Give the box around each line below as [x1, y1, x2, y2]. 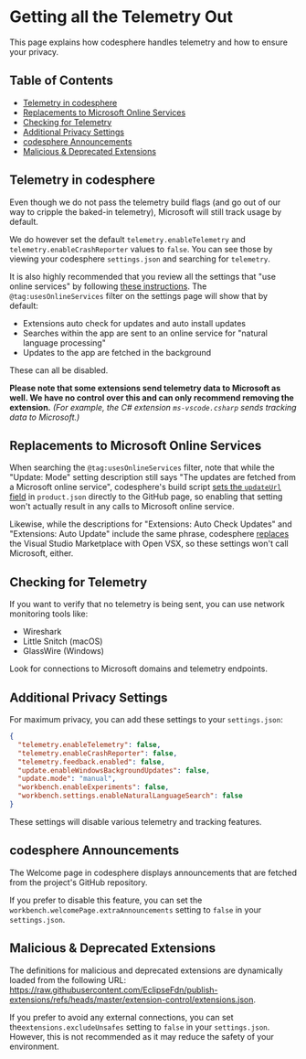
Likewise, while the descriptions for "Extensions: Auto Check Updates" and [9, 519, 292, 529]
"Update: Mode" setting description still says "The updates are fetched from [9, 472, 297, 483]
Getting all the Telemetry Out [9, 6, 233, 27]
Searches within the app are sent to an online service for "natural [22, 327, 268, 338]
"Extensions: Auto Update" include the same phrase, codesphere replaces [9, 529, 290, 540]
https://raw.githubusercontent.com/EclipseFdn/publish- [9, 984, 218, 995]
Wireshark [22, 626, 62, 637]
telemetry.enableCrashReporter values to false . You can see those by [9, 243, 273, 254]
